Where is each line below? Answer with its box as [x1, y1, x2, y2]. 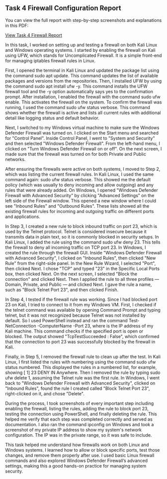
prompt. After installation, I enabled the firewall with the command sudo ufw [5, 94, 161, 100]
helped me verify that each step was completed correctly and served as [5, 416, 153, 422]
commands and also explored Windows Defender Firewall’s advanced [5, 458, 148, 464]
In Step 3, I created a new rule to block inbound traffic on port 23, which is [5, 223, 158, 229]
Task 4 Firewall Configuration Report [5, 4, 122, 12]
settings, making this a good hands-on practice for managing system [5, 463, 147, 469]
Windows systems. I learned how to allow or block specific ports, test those [5, 447, 160, 453]
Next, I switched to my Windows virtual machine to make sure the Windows [5, 124, 160, 130]
